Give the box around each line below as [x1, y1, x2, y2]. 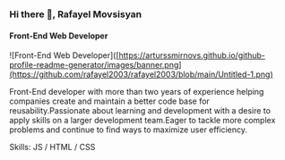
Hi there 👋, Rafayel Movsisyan [9, 8, 142, 21]
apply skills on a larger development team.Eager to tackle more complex [9, 115, 276, 126]
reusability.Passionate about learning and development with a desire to [9, 105, 272, 116]
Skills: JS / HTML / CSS [9, 142, 96, 153]
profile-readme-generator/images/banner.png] [9, 60, 182, 71]
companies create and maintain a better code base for [9, 96, 211, 106]
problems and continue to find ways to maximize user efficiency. [9, 124, 248, 135]
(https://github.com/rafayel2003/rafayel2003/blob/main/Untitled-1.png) [9, 69, 273, 80]
